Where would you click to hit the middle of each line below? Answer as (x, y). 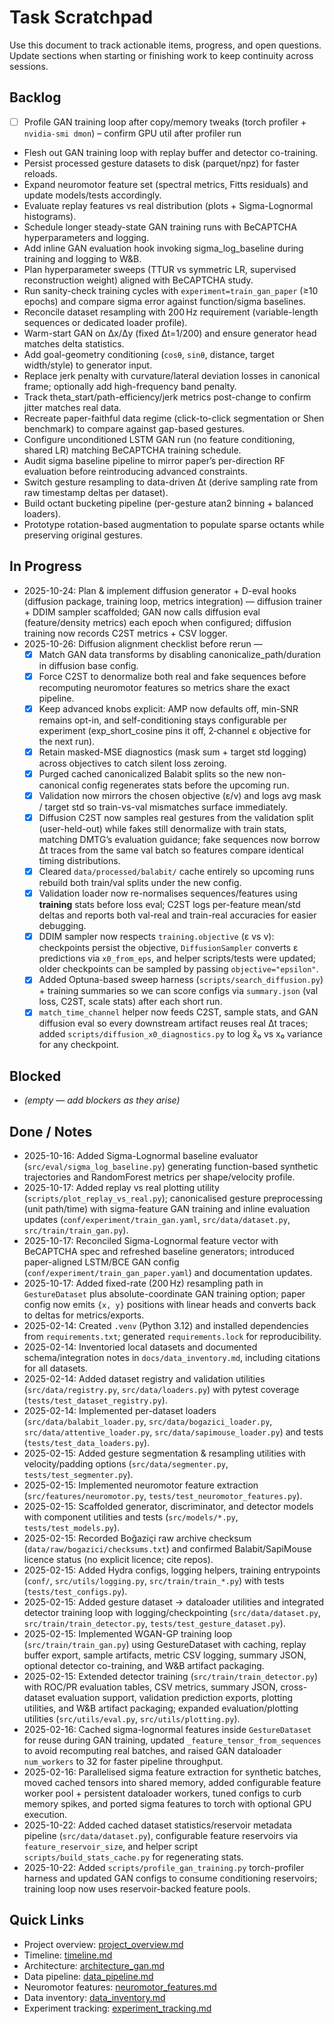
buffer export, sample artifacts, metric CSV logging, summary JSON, (165, 1655)
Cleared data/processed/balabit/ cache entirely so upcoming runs (176, 872)
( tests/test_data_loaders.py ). (87, 1442)
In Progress (45, 566)
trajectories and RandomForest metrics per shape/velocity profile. (159, 1177)
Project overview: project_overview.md (103, 1944)
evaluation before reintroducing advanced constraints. (135, 471)
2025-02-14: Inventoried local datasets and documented (140, 1347)
